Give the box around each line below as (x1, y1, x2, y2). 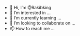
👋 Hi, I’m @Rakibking (9, 5, 51, 10)
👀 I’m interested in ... (9, 10, 51, 16)
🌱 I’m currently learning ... (9, 15, 62, 20)
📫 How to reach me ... (9, 26, 55, 31)
